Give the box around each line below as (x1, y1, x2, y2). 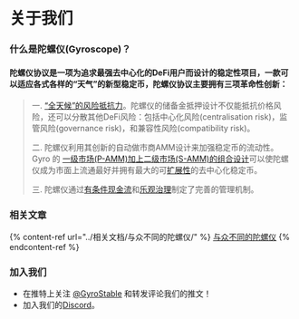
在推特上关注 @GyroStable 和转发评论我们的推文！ (22, 287, 212, 299)
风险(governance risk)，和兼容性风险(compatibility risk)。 (39, 123, 256, 134)
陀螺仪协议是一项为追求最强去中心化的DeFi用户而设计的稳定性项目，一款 (9, 67, 281, 78)
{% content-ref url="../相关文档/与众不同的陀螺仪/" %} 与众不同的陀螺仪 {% (9, 231, 291, 242)
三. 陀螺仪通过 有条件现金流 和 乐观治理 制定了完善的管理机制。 (31, 184, 259, 195)
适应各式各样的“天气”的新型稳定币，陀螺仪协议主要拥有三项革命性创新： (16, 78, 288, 89)
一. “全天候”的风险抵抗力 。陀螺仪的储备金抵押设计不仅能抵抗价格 (31, 101, 275, 111)
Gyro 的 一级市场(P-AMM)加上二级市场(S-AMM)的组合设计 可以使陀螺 (31, 153, 289, 164)
